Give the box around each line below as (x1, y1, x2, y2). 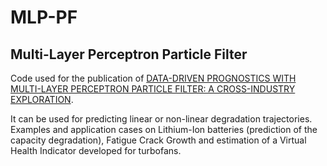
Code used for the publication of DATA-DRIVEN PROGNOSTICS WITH (10, 72, 297, 84)
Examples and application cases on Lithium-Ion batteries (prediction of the (10, 124, 318, 135)
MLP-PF (10, 6, 78, 29)
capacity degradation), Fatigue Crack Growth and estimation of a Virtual (10, 134, 307, 146)
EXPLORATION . (10, 94, 74, 105)
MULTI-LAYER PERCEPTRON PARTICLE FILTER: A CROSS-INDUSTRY (10, 83, 296, 95)
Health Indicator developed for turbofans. (10, 145, 182, 156)
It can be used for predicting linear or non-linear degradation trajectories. (10, 113, 313, 125)
